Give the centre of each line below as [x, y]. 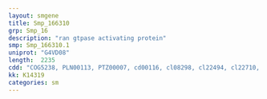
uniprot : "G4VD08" [39, 53]
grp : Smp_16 [28, 30]
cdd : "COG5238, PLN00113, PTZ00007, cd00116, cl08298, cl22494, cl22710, [134, 68]
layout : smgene [34, 16]
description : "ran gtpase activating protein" [87, 38]
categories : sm [34, 82]
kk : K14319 [26, 75]
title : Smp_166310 [39, 23]
